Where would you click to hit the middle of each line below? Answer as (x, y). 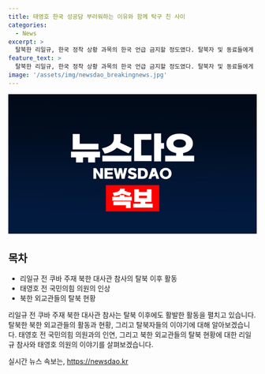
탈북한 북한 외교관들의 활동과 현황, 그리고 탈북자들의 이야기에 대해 (109, 325)
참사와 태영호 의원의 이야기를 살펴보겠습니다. (85, 345)
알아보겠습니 (231, 325)
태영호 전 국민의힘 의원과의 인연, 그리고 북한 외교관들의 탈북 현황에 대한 (128, 335)
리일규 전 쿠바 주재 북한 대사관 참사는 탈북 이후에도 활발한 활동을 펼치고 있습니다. (132, 315)
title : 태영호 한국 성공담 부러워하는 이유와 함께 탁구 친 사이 (97, 17)
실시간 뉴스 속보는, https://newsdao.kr (68, 361)
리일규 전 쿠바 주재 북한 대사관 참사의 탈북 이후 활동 (98, 279)
